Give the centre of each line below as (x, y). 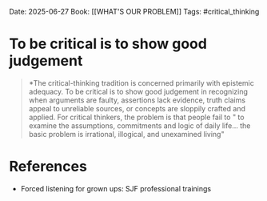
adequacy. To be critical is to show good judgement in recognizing (138, 91)
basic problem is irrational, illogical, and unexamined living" (126, 134)
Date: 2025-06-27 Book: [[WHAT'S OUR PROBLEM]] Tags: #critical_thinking (134, 12)
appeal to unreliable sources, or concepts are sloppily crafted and (137, 108)
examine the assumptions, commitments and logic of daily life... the (139, 125)
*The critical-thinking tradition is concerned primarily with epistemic (141, 82)
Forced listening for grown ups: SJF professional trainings (116, 188)
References (48, 167)
